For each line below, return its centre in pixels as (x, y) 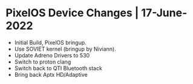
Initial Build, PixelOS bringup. (51, 42)
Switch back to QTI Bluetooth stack (58, 68)
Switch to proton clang (43, 62)
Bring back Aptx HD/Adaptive (51, 74)
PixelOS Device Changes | (72, 13)
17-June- (164, 13)
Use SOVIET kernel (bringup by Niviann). (65, 49)
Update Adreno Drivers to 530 (52, 55)
